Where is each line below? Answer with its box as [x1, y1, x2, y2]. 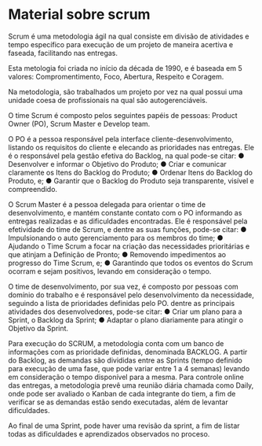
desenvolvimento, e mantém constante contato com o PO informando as [8, 208, 242, 217]
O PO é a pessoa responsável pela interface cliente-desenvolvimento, [8, 134, 234, 143]
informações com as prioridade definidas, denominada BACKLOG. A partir [8, 347, 248, 356]
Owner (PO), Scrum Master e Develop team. [8, 119, 151, 128]
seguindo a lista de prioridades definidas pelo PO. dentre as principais [8, 298, 235, 308]
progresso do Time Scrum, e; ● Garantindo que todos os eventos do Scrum [8, 258, 253, 267]
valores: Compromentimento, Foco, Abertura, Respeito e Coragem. [8, 72, 224, 81]
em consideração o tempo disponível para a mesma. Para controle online [8, 372, 245, 381]
